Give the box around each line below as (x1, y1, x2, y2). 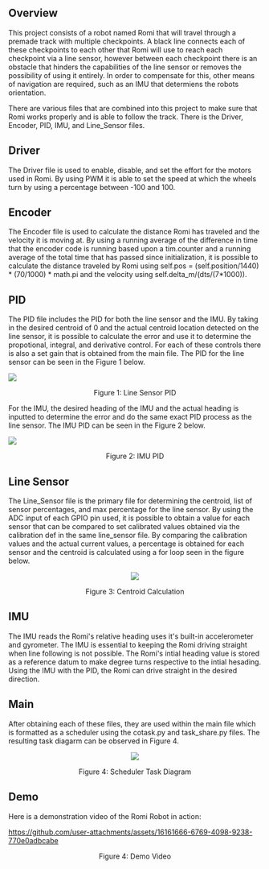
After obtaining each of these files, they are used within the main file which (8, 718, 256, 728)
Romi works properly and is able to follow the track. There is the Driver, (8, 112, 243, 122)
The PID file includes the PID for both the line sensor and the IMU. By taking (8, 314, 259, 325)
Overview (8, 6, 59, 20)
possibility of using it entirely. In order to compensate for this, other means (8, 70, 255, 80)
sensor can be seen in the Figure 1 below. (8, 358, 146, 367)
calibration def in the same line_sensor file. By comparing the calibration (8, 531, 247, 540)
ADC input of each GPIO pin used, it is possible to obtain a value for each (8, 513, 251, 523)
